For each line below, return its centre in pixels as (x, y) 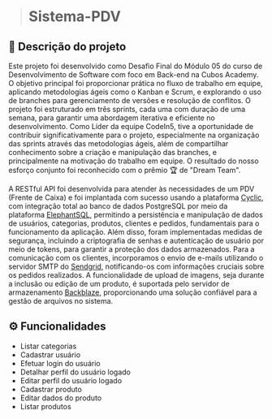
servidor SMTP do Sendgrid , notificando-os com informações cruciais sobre (136, 266)
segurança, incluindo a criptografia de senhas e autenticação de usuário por (136, 240)
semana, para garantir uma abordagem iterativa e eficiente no (112, 118)
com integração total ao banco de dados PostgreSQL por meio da (118, 206)
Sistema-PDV (75, 17)
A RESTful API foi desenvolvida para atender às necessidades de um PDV (132, 189)
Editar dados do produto (61, 398)
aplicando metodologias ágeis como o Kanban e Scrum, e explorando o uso (135, 92)
